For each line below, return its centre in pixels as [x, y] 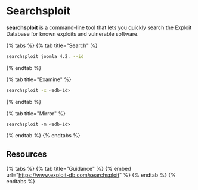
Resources [27, 154]
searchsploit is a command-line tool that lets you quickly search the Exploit [99, 27]
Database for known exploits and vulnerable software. [72, 33]
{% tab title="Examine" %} [39, 79]
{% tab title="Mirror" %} [36, 113]
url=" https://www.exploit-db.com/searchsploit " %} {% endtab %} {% [91, 175]
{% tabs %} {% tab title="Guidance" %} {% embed [69, 168]
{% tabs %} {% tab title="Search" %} [52, 45]
